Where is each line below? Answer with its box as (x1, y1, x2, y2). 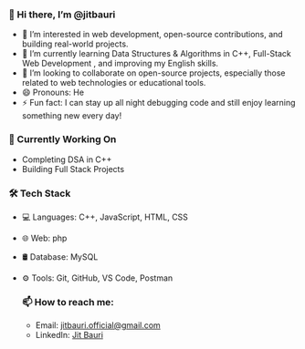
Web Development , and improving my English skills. (21, 58, 219, 69)
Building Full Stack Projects (21, 163, 125, 174)
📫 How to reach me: (21, 295, 115, 308)
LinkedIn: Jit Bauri (35, 330, 104, 341)
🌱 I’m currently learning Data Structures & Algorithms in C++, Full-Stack (21, 48, 291, 59)
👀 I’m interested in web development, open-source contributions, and (21, 29, 284, 40)
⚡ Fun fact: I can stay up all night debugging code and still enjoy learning (21, 98, 296, 108)
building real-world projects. (21, 38, 129, 49)
